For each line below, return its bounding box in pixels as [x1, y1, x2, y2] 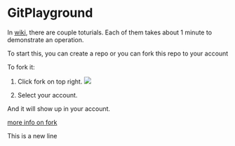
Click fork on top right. [17, 77, 83, 86]
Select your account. [17, 91, 78, 99]
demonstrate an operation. [7, 35, 84, 44]
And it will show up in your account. [7, 104, 111, 113]
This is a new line [7, 131, 58, 140]
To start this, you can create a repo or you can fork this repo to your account [7, 49, 229, 58]
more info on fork [7, 118, 58, 126]
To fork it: [7, 62, 35, 71]
